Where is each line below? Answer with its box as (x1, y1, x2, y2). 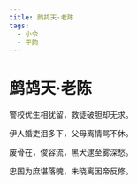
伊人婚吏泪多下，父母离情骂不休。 (9, 128, 133, 139)
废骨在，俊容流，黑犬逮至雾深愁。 (9, 147, 133, 157)
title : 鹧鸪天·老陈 (9, 12, 74, 22)
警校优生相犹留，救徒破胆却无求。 (9, 110, 133, 120)
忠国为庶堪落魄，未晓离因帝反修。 (9, 165, 133, 177)
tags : (9, 21, 29, 30)
